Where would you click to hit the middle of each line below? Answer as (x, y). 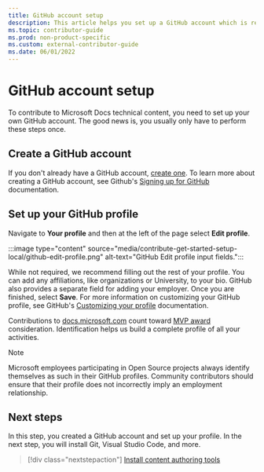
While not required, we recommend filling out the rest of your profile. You (126, 272)
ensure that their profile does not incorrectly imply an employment (115, 384)
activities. (24, 337)
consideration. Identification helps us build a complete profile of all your (125, 329)
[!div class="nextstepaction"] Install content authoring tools (124, 459)
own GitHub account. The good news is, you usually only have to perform (127, 121)
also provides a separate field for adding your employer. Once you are (121, 288)
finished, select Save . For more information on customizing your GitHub (124, 297)
